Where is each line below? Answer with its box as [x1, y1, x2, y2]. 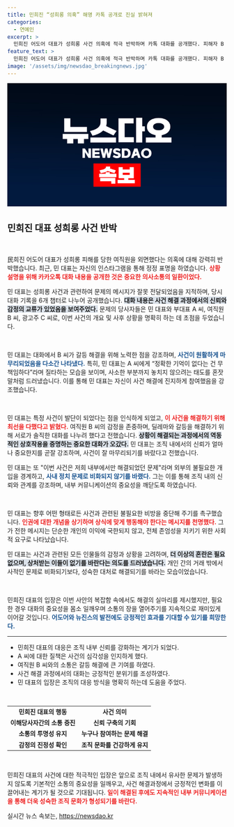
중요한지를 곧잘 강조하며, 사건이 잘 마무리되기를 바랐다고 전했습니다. [14, 449, 198, 457]
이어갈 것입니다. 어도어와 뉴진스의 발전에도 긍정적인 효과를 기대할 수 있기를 [7, 613, 208, 621]
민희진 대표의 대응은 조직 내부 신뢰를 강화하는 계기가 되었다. [17, 643, 180, 651]
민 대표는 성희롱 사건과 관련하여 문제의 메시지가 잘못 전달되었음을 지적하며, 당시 [7, 288, 223, 296]
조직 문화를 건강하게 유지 [81, 741, 148, 749]
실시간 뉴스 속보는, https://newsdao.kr [7, 812, 114, 820]
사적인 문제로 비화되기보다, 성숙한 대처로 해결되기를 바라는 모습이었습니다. [7, 568, 208, 576]
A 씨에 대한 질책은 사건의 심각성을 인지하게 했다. [17, 652, 148, 660]
